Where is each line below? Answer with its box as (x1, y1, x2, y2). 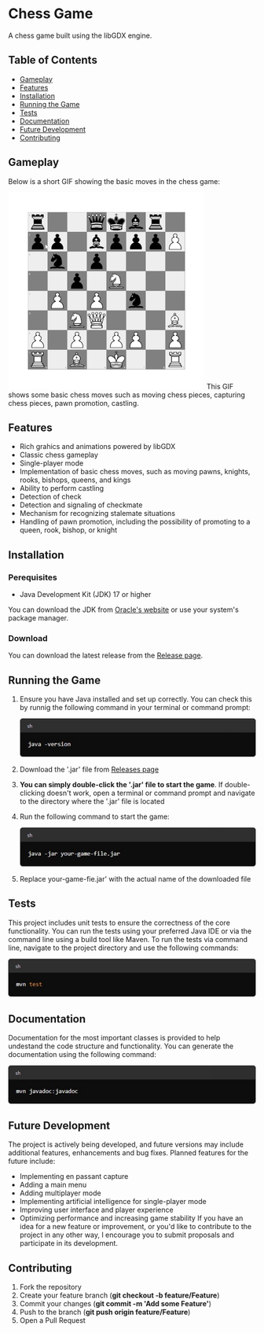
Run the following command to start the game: (19, 812, 170, 822)
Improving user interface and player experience (19, 1205, 174, 1215)
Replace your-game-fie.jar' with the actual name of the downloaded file (19, 874, 251, 883)
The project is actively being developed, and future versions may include (8, 1140, 244, 1149)
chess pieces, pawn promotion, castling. (8, 398, 139, 407)
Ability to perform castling (19, 484, 104, 493)
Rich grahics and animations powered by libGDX (19, 442, 176, 451)
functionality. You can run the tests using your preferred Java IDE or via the (8, 926, 252, 936)
